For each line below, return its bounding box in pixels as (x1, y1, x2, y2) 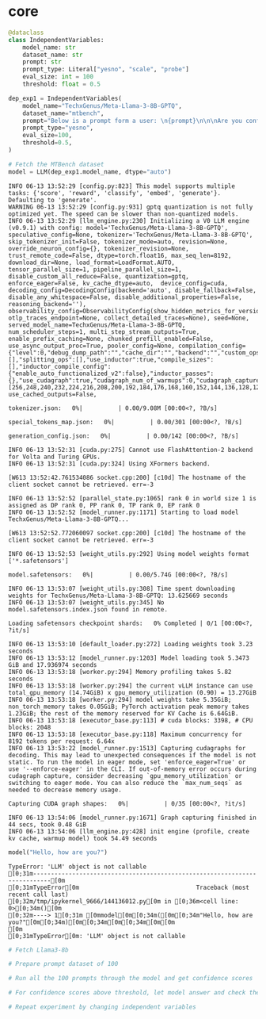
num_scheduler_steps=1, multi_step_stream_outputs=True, (8, 328, 200, 335)
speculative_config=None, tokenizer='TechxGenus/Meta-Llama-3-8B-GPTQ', (8, 231, 253, 239)
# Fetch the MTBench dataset (8, 160, 104, 168)
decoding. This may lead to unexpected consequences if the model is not (8, 751, 257, 759)
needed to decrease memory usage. (8, 786, 123, 794)
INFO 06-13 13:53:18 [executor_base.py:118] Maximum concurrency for (8, 730, 243, 738)
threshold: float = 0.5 (22, 80, 101, 89)
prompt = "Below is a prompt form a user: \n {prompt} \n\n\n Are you (22, 117, 243, 125)
